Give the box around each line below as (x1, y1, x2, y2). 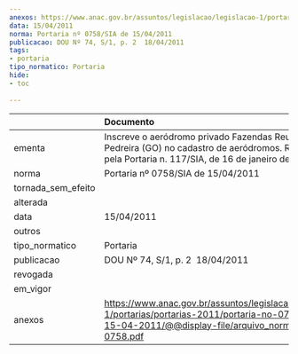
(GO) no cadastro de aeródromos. (141, 141, 283, 153)
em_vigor (13, 282, 51, 295)
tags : (9, 46, 29, 55)
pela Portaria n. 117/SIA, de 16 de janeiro (104, 153, 278, 165)
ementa (13, 141, 46, 153)
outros (13, 224, 42, 237)
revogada (13, 268, 53, 280)
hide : (9, 71, 29, 80)
